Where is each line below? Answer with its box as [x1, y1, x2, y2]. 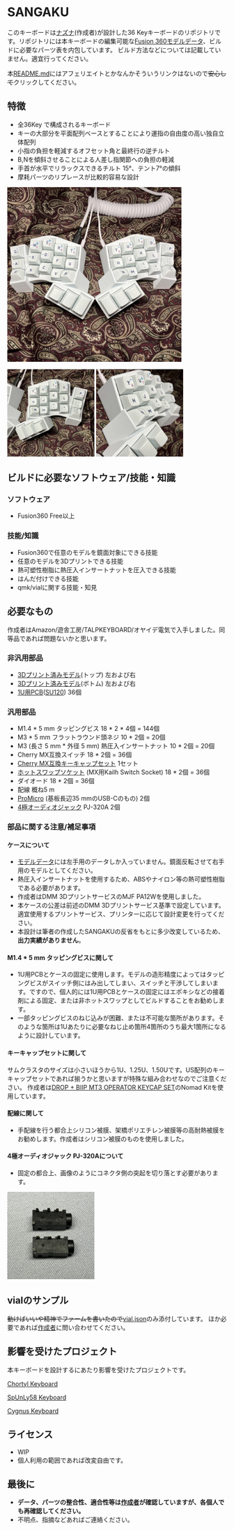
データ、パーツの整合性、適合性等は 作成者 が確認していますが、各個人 [17, 1498, 219, 1506]
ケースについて [7, 840, 50, 849]
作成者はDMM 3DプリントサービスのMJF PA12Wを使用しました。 [17, 892, 205, 901]
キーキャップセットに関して [7, 1049, 87, 1057]
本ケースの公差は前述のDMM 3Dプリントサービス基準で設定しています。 [17, 901, 225, 910]
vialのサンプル [7, 1295, 69, 1306]
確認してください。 [29, 1507, 85, 1515]
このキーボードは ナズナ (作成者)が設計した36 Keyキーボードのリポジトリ [7, 28, 215, 36]
